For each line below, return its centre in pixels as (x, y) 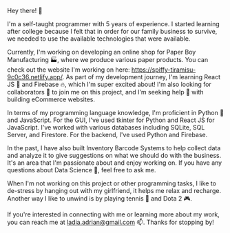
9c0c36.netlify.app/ (35, 77)
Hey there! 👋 (25, 11)
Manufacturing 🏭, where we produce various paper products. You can (108, 60)
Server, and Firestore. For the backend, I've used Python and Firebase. (107, 135)
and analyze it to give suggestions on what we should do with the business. (114, 155)
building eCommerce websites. (51, 99)
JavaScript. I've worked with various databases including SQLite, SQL (106, 127)
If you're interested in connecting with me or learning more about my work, (114, 214)
